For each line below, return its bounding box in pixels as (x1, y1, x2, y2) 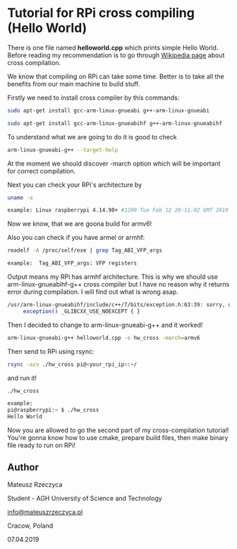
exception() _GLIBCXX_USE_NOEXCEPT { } (23, 308, 140, 315)
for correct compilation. (7, 166, 76, 175)
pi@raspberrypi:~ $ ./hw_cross (7, 407, 99, 414)
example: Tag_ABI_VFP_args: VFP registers (7, 260, 138, 267)
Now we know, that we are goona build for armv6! (7, 219, 152, 228)
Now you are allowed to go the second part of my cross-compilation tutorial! (7, 426, 229, 434)
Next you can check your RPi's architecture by (7, 180, 142, 189)
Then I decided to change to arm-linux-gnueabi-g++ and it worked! (7, 320, 203, 329)
